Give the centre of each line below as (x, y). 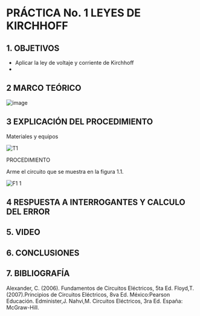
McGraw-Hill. (23, 307)
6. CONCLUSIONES (43, 253)
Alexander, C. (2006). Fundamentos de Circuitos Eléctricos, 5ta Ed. (90, 288)
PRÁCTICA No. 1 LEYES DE (73, 13)
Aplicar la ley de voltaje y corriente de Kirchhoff (74, 63)
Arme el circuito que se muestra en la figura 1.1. (65, 171)
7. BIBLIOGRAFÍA (38, 273)
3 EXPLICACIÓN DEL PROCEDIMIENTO (79, 122)
